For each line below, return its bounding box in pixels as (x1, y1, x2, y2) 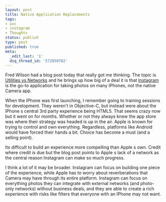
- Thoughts (5, 30, 28, 35)
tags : (5, 16, 16, 21)
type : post (5, 40, 28, 45)
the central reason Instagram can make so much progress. (5, 155, 125, 161)
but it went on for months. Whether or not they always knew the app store (5, 113, 157, 120)
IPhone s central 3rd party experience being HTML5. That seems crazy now (5, 108, 161, 114)
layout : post (5, 7, 32, 12)
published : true (5, 44, 39, 49)
